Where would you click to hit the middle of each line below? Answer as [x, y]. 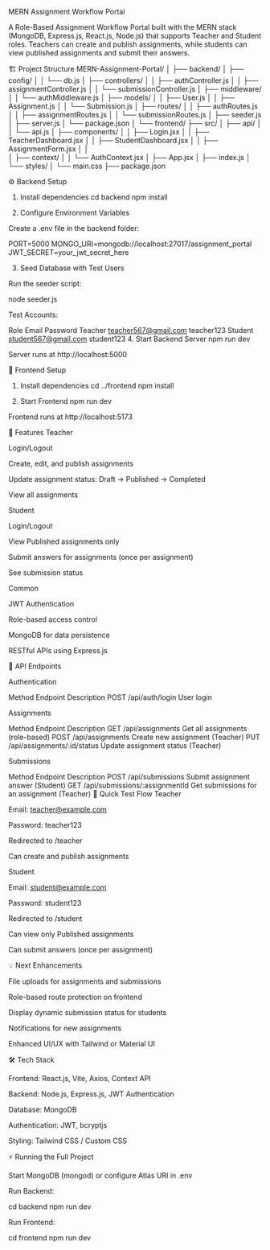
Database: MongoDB [43, 1110]
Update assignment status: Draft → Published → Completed [107, 479]
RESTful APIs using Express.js [58, 650]
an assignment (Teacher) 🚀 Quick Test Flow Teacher [95, 794]
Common [23, 588]
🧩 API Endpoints [35, 666]
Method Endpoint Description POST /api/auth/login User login [110, 697]
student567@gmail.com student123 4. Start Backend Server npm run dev [129, 339]
